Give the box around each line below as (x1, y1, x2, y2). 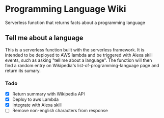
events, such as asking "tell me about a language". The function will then (5, 57, 152, 63)
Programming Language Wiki (5, 3, 126, 15)
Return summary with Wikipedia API (12, 91, 85, 97)
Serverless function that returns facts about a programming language (5, 20, 146, 25)
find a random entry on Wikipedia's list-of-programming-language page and (5, 62, 160, 68)
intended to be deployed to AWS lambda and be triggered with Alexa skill (5, 52, 153, 58)
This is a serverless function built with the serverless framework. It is (5, 47, 145, 52)
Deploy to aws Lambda (12, 96, 59, 102)
